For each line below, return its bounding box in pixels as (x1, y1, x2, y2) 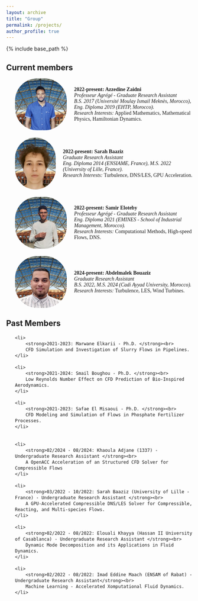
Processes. (14, 417, 42, 423)
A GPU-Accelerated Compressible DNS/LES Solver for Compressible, (25, 500, 193, 506)
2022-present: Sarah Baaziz (63, 149, 124, 155)
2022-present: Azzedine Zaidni (73, 86, 142, 93)
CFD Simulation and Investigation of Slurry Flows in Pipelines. (25, 346, 190, 352)
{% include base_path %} (6, 45, 69, 53)
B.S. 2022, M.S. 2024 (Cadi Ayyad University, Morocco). (73, 282, 192, 288)
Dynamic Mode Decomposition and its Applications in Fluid (25, 542, 174, 548)
